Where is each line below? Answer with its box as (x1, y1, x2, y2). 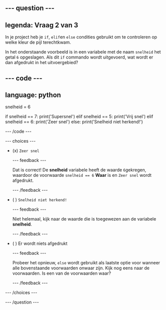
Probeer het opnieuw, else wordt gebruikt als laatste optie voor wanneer (12, 260, 160, 266)
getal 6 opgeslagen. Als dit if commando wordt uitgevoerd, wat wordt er (5, 54, 154, 60)
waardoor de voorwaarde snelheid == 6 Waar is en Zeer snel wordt (12, 172, 152, 178)
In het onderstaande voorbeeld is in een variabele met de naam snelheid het (5, 49, 161, 55)
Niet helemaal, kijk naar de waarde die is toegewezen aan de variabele (12, 216, 157, 222)
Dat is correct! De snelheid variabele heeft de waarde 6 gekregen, (12, 167, 146, 173)
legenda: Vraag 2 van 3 (5, 21, 78, 29)
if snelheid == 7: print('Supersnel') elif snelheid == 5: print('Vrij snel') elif (5, 114, 154, 120)
